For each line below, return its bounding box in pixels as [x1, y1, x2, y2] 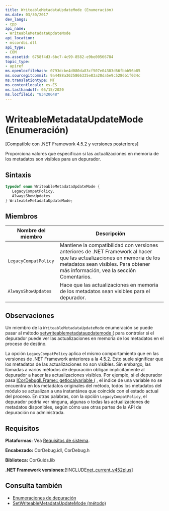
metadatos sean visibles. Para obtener [59, 261, 150, 268]
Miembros [5, 212, 38, 221]
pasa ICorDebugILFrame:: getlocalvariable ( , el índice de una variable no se [5, 377, 162, 383]
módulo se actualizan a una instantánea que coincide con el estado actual [5, 388, 158, 394]
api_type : [5, 45, 26, 50]
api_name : [5, 26, 26, 31]
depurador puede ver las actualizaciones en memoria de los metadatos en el [5, 335, 164, 342]
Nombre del [17, 227, 46, 234]
